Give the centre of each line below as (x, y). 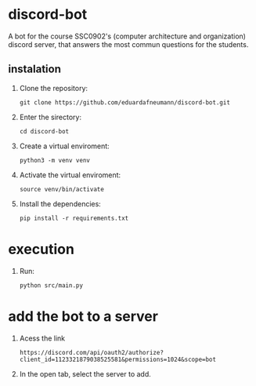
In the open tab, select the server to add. (85, 373)
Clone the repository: (54, 88)
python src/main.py (51, 285)
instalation (34, 69)
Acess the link (42, 338)
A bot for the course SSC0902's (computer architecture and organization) (127, 36)
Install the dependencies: (60, 204)
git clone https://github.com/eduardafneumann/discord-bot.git (125, 102)
